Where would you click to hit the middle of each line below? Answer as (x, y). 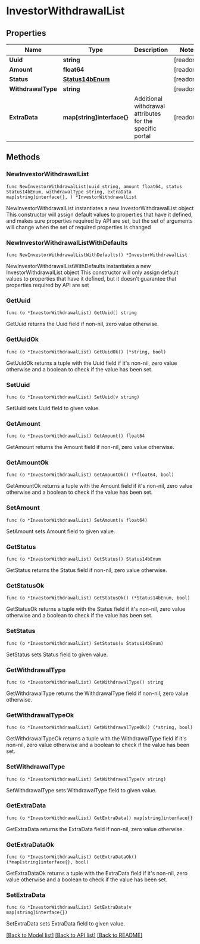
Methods (23, 157)
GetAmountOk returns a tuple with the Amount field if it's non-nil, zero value (99, 486)
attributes (148, 113)
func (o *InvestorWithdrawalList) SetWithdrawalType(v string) (86, 779)
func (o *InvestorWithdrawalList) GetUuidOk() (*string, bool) (86, 352)
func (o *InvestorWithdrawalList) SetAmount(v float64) (77, 520)
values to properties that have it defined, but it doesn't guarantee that (91, 278)
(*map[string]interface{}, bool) (48, 862)
